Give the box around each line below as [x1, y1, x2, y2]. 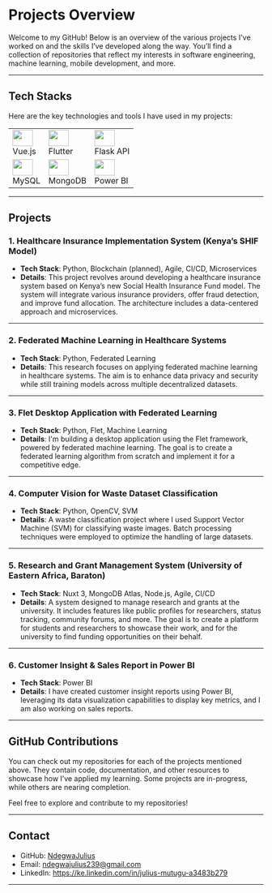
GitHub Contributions [8, 735, 119, 749]
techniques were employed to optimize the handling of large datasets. [19, 532, 253, 542]
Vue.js [12, 145, 36, 157]
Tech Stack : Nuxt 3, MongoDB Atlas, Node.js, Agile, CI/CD [19, 588, 216, 598]
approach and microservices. [19, 307, 119, 317]
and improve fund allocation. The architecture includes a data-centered [19, 298, 259, 308]
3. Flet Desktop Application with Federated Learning [8, 407, 218, 419]
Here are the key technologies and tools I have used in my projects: [8, 111, 233, 121]
